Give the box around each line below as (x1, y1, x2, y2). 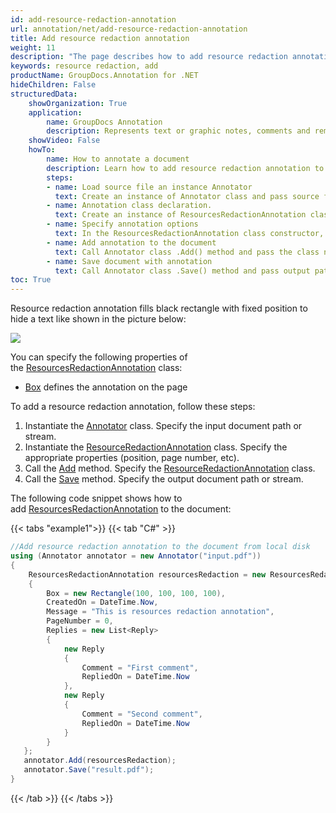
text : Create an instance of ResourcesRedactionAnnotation (54, 210, 307, 220)
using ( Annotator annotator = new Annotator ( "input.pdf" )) (10, 551, 262, 561)
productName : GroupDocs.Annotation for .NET (10, 71, 199, 81)
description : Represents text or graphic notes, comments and (46, 126, 311, 136)
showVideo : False (28, 136, 101, 146)
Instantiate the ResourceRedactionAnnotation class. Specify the (24, 441, 288, 453)
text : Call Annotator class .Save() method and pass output (54, 266, 311, 276)
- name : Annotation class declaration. (46, 201, 213, 211)
